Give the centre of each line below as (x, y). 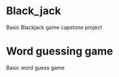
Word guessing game (60, 51)
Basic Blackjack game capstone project (54, 27)
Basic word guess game (36, 68)
